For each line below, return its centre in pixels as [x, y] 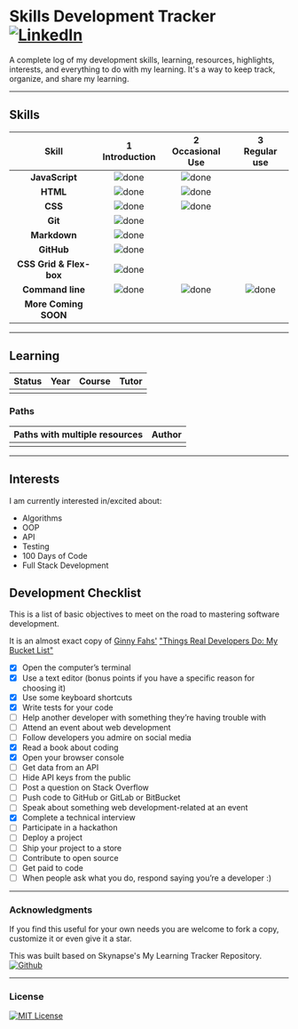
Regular [260, 151]
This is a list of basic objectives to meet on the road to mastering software [145, 614]
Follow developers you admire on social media [107, 737]
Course [94, 381]
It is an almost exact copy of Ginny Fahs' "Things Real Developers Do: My [144, 641]
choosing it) [44, 688]
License [27, 997]
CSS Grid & [41, 264]
